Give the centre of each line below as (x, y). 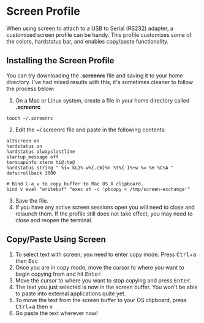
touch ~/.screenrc (30, 118)
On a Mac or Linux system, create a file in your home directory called (102, 100)
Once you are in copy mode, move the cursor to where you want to (100, 267)
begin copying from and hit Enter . (59, 274)
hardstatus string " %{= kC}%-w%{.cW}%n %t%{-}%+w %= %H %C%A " (90, 168)
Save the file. (32, 200)
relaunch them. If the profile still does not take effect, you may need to (104, 214)
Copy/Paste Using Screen (56, 240)
